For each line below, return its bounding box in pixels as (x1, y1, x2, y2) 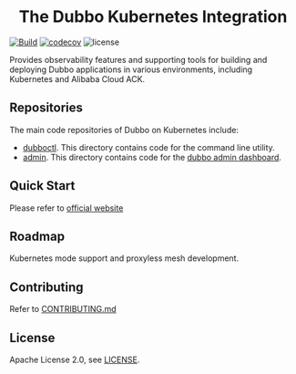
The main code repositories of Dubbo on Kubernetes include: (9, 124, 240, 135)
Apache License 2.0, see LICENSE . (9, 354, 140, 365)
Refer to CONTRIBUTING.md (9, 304, 117, 315)
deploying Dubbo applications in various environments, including (9, 64, 253, 75)
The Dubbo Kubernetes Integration (18, 6, 288, 27)
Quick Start (9, 178, 76, 193)
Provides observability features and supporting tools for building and (9, 54, 268, 65)
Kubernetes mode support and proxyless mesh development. (9, 253, 240, 264)
